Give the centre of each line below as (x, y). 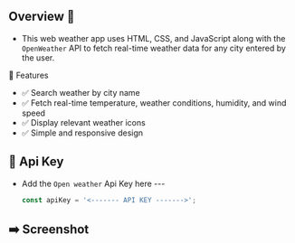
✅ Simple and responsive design (82, 133)
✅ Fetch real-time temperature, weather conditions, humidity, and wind (154, 103)
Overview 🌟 (42, 17)
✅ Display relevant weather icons (83, 122)
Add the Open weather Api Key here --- (93, 183)
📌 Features (29, 75)
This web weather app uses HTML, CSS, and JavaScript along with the (153, 38)
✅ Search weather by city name (81, 92)
